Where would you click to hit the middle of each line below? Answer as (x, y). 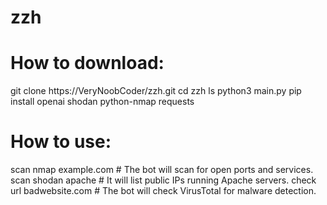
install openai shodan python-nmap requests (102, 102)
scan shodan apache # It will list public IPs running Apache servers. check (163, 180)
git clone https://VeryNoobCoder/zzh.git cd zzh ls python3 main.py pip (156, 91)
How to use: (61, 142)
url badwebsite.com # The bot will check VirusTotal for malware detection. (163, 191)
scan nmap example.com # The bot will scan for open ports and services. (162, 170)
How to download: (87, 63)
